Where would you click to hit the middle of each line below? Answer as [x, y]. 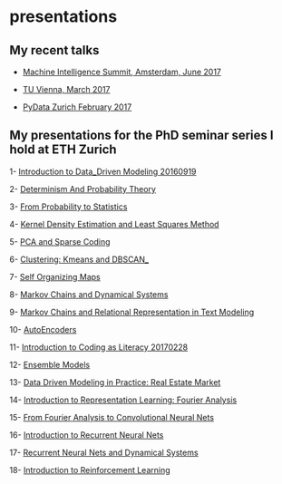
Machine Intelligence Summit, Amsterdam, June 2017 [122, 72]
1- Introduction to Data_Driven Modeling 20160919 [103, 171]
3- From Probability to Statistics [68, 207]
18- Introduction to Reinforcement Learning [90, 469]
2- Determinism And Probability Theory [83, 189]
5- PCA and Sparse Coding [60, 241]
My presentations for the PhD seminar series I [141, 136]
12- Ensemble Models [50, 364]
